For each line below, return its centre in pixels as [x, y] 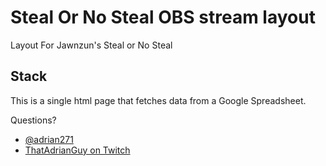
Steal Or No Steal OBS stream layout [163, 17]
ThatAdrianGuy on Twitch [77, 150]
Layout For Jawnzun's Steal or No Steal [91, 45]
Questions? [33, 120]
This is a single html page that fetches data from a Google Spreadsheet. [158, 100]
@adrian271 [49, 139]
